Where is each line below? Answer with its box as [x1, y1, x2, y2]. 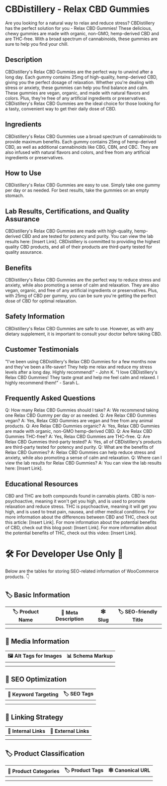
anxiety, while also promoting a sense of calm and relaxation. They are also [5, 282, 159, 288]
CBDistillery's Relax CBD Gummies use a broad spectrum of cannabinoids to [5, 133, 162, 139]
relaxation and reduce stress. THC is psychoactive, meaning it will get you [5, 503, 157, 509]
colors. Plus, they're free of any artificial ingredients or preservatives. [5, 95, 147, 101]
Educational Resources [5, 480, 79, 488]
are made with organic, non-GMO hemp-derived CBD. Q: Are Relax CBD [5, 428, 153, 434]
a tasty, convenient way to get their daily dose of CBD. [5, 105, 117, 111]
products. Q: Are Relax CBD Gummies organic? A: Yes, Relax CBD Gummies [5, 423, 160, 429]
